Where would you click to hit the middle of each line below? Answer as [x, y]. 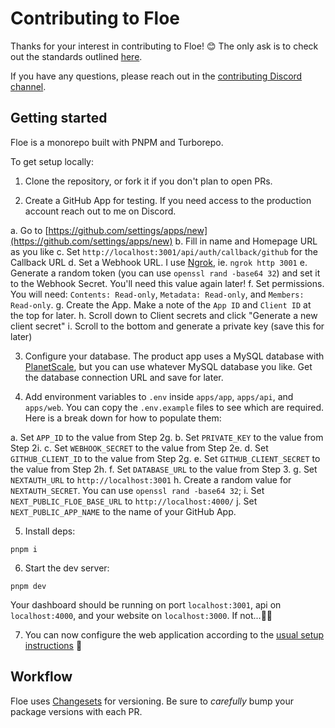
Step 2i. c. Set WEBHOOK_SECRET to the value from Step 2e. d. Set [139, 448]
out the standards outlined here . [76, 56]
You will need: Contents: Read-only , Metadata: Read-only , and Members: [157, 294]
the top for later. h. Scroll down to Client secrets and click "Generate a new [164, 315]
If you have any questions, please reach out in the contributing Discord [156, 76]
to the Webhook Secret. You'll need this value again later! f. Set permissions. [167, 283]
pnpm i [24, 549]
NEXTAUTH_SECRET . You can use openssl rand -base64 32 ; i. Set [137, 490]
